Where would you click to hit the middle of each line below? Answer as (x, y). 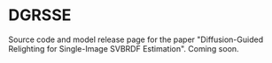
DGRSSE (40, 15)
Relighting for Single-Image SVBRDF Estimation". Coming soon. (124, 48)
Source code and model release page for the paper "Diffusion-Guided (136, 39)
